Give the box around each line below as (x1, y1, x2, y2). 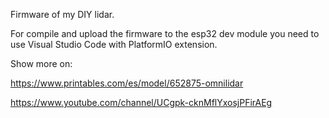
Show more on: (10, 58, 73, 69)
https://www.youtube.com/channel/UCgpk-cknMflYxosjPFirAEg (10, 97, 273, 108)
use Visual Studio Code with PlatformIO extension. (10, 39, 218, 50)
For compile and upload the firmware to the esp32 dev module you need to (10, 28, 320, 39)
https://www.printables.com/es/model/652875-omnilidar (10, 77, 244, 89)
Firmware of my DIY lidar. (10, 9, 115, 20)
